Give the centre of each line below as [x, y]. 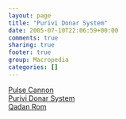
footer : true [30, 52]
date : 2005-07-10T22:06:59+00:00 [63, 30]
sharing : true [32, 45]
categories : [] [33, 67]
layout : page [30, 15]
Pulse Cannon [31, 90]
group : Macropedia [38, 60]
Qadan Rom [27, 106]
